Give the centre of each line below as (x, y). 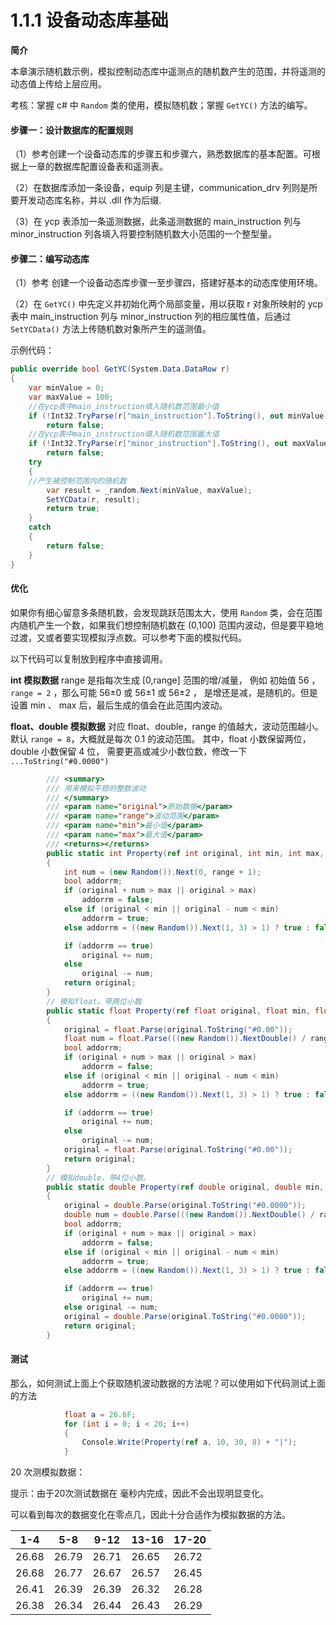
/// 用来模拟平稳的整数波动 (96, 788)
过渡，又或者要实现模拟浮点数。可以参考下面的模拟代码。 (128, 637)
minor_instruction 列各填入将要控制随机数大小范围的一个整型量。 (144, 234)
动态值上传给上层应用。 (58, 83)
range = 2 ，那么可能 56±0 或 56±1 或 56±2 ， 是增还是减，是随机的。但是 (164, 692)
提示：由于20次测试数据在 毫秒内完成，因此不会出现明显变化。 (140, 1493)
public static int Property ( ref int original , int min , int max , (185, 853)
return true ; (73, 509)
